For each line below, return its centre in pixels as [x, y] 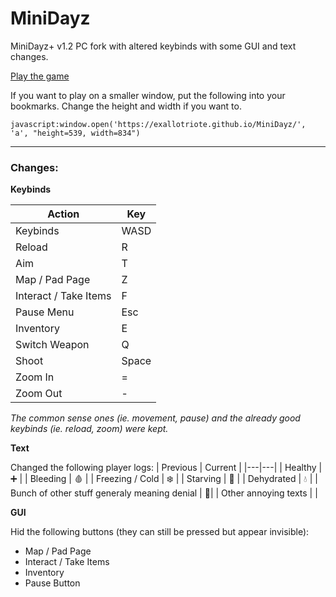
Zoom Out [39, 394]
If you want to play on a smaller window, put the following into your [148, 95]
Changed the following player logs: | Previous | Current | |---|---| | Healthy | [166, 468]
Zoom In [35, 377]
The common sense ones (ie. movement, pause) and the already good [155, 418]
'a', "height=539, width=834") [75, 133]
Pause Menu [45, 312]
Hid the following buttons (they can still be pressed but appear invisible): [160, 532]
